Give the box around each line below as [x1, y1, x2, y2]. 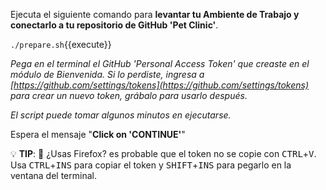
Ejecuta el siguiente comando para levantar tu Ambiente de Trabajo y [10, 9, 300, 20]
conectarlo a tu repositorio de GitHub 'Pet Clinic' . [10, 19, 219, 31]
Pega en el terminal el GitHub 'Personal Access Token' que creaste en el [10, 58, 310, 69]
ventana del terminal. [10, 170, 97, 181]
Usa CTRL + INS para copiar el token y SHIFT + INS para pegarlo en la [10, 159, 292, 171]
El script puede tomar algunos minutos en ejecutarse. [10, 109, 232, 121]
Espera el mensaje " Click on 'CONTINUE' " [10, 129, 186, 140]
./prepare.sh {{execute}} [10, 39, 112, 50]
